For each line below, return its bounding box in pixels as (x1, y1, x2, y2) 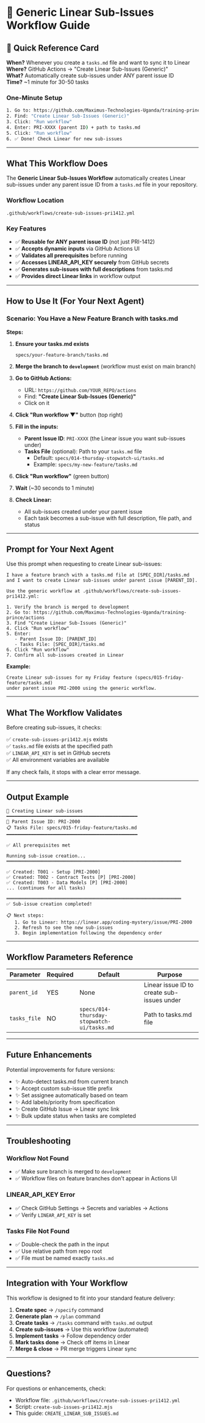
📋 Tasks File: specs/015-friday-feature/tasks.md (6, 825, 137, 831)
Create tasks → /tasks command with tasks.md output (15, 1319, 153, 1326)
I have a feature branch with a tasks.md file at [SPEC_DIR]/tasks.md (6, 572, 190, 578)
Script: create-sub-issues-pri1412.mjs (15, 1403, 113, 1410)
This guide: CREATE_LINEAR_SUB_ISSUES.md (15, 1409, 119, 1417)
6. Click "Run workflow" (6, 647, 70, 653)
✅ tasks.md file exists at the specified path (6, 742, 113, 750)
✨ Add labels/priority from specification (15, 1098, 115, 1106)
